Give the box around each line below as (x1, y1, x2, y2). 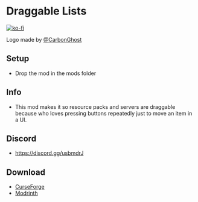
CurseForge (14, 183, 45, 191)
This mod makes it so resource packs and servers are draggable (14, 103, 176, 110)
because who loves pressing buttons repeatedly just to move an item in (14, 109, 193, 117)
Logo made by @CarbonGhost (6, 36, 82, 43)
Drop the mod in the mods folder (14, 70, 97, 77)
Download (6, 167, 45, 177)
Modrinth (14, 189, 38, 197)
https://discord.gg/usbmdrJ (14, 149, 84, 157)
